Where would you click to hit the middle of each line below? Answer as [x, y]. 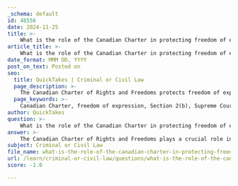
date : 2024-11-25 [33, 27]
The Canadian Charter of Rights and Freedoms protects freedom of [120, 93]
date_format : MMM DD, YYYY [47, 60]
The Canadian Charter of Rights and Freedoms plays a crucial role [121, 139]
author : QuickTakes [36, 112]
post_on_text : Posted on [44, 66]
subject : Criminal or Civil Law [55, 146]
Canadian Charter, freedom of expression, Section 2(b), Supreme [119, 106]
